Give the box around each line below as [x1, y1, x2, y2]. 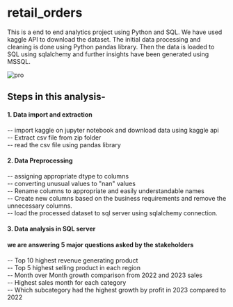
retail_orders [7, 5, 83, 21]
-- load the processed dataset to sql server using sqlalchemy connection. [7, 208, 218, 217]
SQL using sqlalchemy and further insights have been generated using [7, 50, 209, 58]
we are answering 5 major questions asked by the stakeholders [7, 240, 194, 249]
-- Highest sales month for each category [7, 278, 127, 286]
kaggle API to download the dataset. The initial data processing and [7, 35, 201, 43]
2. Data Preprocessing [7, 156, 73, 165]
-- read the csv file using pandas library [7, 140, 122, 149]
